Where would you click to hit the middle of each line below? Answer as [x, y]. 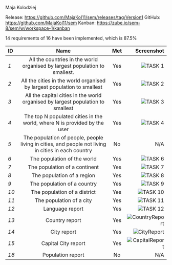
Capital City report [63, 243]
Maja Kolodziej [21, 7]
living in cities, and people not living [63, 144]
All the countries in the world [63, 59]
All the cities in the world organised [63, 80]
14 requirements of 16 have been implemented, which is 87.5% [71, 38]
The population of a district [63, 192]
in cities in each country [63, 150]
